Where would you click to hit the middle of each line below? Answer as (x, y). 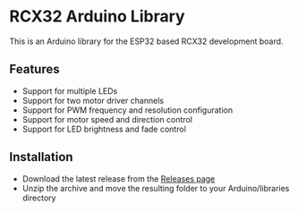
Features (34, 69)
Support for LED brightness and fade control (104, 129)
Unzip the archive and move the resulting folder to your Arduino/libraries (156, 188)
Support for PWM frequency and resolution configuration (128, 110)
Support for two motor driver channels (93, 100)
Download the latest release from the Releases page (119, 178)
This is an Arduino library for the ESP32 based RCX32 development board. (146, 41)
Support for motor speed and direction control (107, 119)
